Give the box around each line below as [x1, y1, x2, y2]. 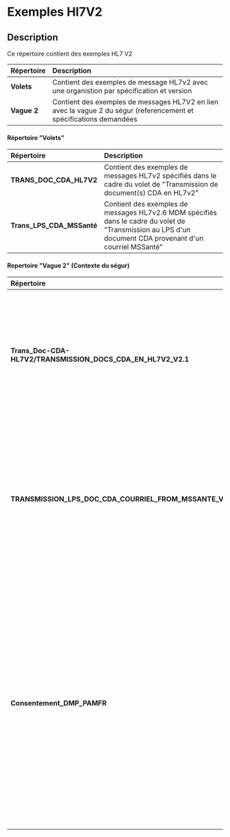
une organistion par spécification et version [52, 86, 192, 95]
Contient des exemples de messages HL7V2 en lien [52, 97, 219, 106]
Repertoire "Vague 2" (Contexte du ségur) [7, 261, 130, 270]
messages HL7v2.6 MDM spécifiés [103, 208, 218, 217]
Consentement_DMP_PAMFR [10, 698, 107, 708]
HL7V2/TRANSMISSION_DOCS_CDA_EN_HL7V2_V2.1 [10, 355, 190, 364]
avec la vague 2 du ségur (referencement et [52, 106, 194, 115]
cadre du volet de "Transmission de [103, 180, 218, 189]
